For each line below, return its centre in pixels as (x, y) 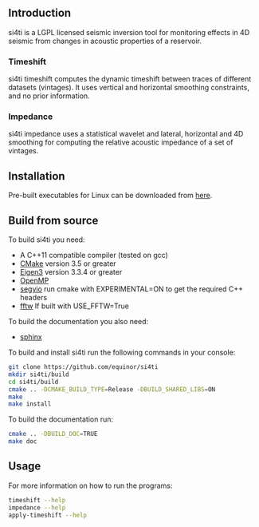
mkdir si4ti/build (39, 374)
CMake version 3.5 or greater (68, 263)
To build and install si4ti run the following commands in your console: (122, 353)
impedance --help (37, 507)
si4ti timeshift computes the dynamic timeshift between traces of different (130, 79)
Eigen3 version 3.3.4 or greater (71, 272)
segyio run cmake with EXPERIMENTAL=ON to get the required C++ (131, 289)
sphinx (31, 337)
